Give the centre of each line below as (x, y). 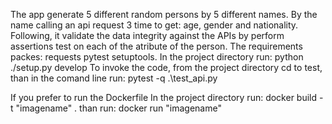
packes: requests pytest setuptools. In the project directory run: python (157, 57)
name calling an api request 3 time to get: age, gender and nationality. (154, 25)
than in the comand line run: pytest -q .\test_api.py (114, 78)
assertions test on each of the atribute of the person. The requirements (156, 46)
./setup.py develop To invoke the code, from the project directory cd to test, (166, 67)
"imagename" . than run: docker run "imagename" (118, 108)
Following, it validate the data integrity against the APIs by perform (147, 35)
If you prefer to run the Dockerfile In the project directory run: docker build (164, 97)
